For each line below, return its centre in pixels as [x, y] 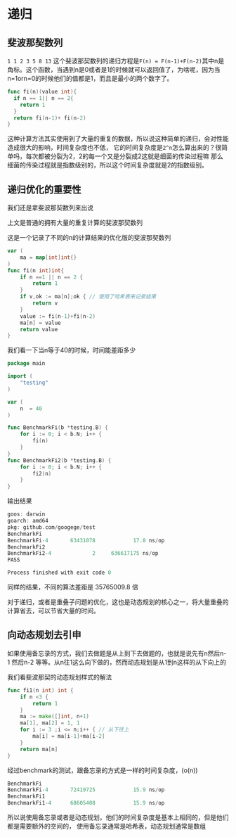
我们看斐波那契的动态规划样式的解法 [60, 677]
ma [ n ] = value [40, 323]
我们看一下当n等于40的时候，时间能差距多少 [72, 350]
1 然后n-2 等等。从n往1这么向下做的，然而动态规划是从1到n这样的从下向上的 [117, 662]
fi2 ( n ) [42, 473]
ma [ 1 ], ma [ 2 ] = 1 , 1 [50, 723]
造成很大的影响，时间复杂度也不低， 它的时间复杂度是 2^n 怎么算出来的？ [111, 148]
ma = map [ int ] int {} [48, 257]
